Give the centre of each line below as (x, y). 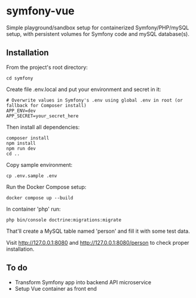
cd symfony (20, 78)
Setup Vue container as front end (56, 288)
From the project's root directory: (47, 67)
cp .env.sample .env (32, 176)
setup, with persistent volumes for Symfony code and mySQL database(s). (98, 34)
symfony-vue (40, 11)
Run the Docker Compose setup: (46, 187)
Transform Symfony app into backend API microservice (83, 282)
